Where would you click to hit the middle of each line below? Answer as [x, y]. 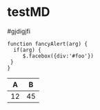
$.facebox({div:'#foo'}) [58, 56]
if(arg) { [27, 50]
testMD [29, 12]
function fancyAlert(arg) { [48, 44]
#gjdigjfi [19, 31]
